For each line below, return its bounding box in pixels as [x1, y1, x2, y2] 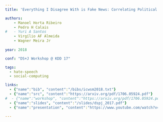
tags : [5, 65, 16, 70]
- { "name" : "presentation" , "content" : [9, 105, 88, 110]
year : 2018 [5, 47, 27, 52]
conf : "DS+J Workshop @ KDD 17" [5, 56, 70, 61]
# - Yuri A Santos [5, 30, 47, 34]
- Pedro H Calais [14, 25, 49, 30]
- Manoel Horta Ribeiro [14, 20, 62, 25]
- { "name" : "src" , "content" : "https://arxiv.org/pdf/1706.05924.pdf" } [9, 91, 153, 96]
